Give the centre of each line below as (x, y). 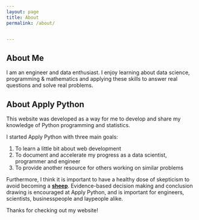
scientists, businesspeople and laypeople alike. (65, 199)
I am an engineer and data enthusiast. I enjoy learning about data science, (98, 72)
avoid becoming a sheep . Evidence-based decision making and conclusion (99, 186)
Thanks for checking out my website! (52, 210)
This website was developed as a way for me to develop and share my (93, 119)
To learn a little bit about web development (68, 149)
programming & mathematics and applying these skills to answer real (92, 79)
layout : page (23, 12)
